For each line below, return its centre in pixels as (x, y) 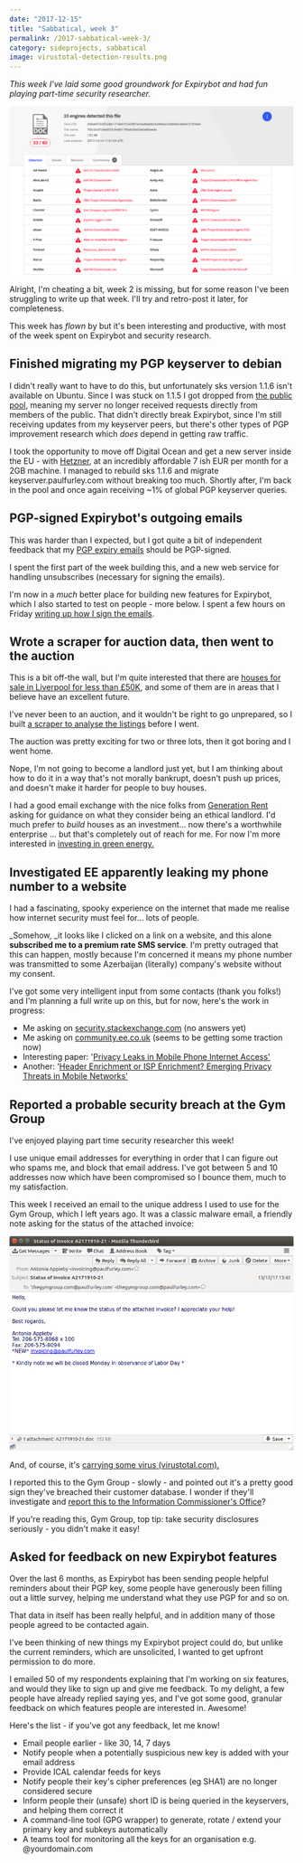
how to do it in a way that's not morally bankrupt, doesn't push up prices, (145, 779)
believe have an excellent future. (70, 697)
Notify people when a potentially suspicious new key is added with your (156, 1753)
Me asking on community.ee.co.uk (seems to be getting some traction (152, 1038)
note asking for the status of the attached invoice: (102, 1223)
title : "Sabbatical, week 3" (64, 28)
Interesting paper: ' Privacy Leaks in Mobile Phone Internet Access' (146, 1057)
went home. (32, 752)
